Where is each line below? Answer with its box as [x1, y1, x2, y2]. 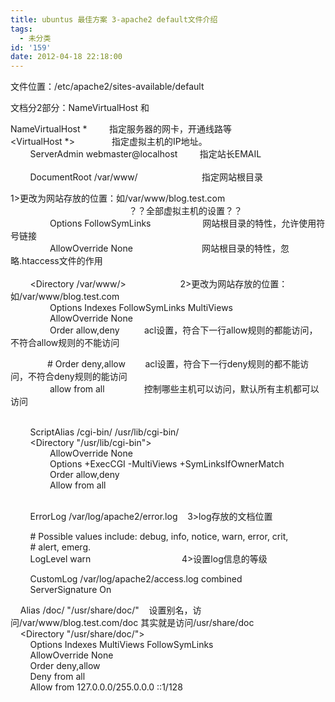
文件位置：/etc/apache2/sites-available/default [10, 81, 205, 93]
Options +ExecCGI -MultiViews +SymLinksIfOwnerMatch [49, 458, 285, 470]
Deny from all [29, 671, 86, 683]
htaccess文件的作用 [21, 255, 103, 267]
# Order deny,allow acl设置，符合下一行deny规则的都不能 [47, 358, 301, 370]
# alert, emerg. [29, 541, 92, 553]
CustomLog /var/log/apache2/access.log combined [29, 573, 243, 585]
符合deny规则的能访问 [36, 371, 128, 383]
